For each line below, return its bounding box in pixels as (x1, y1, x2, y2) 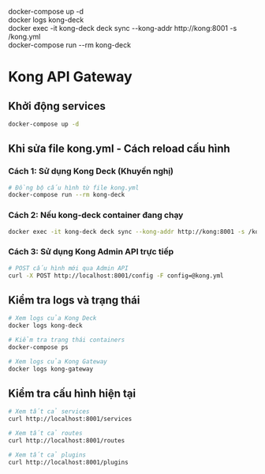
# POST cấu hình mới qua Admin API (8, 264, 129, 272)
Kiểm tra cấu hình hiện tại (8, 386, 136, 400)
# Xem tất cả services (8, 408, 90, 416)
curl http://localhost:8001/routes (8, 437, 125, 445)
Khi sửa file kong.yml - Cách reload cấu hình (8, 142, 230, 156)
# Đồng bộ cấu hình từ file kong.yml (8, 183, 140, 192)
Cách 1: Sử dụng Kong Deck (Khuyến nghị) (8, 166, 174, 177)
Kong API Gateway (8, 68, 132, 86)
